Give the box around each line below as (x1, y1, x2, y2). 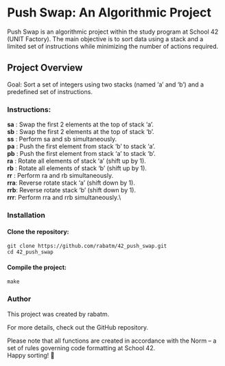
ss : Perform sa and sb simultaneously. (7, 135, 117, 144)
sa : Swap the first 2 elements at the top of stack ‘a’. (7, 120, 154, 128)
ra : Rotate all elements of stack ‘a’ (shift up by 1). (7, 157, 146, 165)
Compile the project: (7, 263, 67, 271)
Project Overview (7, 62, 83, 73)
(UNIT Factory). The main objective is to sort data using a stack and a (7, 34, 204, 43)
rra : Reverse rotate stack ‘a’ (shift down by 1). (7, 179, 136, 187)
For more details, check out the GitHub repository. (7, 323, 149, 331)
